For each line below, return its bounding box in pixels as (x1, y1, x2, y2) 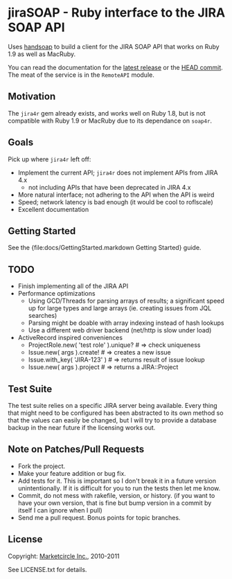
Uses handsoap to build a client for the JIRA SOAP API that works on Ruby (8, 42, 220, 51)
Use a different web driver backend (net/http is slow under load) (28, 326, 212, 335)
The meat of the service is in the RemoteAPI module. (8, 71, 154, 79)
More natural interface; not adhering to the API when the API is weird (17, 190, 215, 199)
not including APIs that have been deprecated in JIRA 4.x (28, 183, 191, 191)
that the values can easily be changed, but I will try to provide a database (8, 416, 217, 424)
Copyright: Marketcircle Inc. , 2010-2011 (8, 552, 120, 560)
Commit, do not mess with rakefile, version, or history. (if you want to (17, 491, 215, 499)
